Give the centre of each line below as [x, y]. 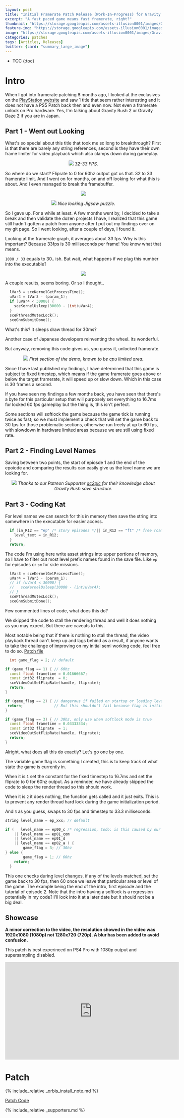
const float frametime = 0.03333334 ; [49, 724]
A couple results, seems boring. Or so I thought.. [55, 283]
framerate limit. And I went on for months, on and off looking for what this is [83, 179]
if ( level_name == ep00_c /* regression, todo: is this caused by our [83, 829]
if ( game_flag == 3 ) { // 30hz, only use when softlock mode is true [79, 719]
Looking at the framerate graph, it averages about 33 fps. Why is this [76, 239]
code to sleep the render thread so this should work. [59, 787]
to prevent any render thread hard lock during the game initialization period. [83, 801]
